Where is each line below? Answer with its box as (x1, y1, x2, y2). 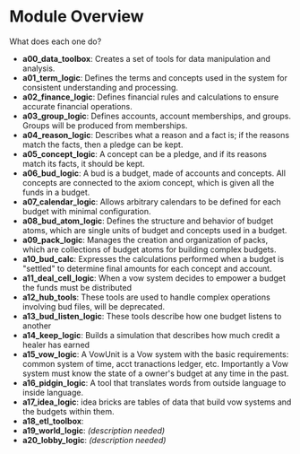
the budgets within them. (21, 406, 115, 416)
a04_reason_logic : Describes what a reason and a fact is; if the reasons (21, 129, 289, 140)
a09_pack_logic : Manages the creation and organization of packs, (21, 234, 269, 245)
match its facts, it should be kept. (21, 158, 145, 169)
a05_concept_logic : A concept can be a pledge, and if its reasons (21, 148, 267, 159)
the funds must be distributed (21, 282, 133, 292)
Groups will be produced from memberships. (21, 119, 188, 131)
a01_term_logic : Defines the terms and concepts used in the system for (21, 72, 288, 83)
